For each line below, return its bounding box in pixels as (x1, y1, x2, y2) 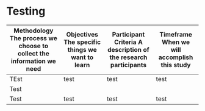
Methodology (13, 26, 54, 35)
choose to (18, 41, 49, 50)
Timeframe (159, 30, 192, 38)
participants (110, 60, 147, 69)
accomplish (158, 53, 193, 62)
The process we (9, 34, 58, 42)
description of (107, 45, 149, 54)
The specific (63, 38, 101, 46)
